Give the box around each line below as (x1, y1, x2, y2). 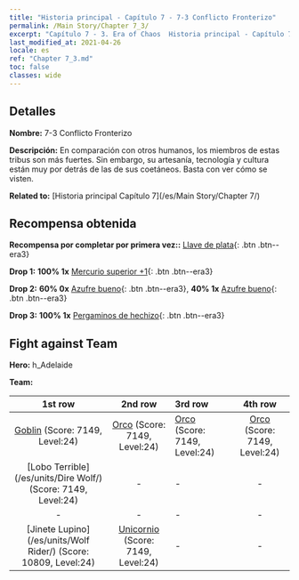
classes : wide (9, 71, 62, 80)
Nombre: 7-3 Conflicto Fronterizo (9, 127, 133, 138)
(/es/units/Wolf (27, 535, 91, 547)
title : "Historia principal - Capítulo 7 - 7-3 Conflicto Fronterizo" (9, 12, 277, 22)
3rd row (174, 398, 209, 410)
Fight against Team (9, 335, 118, 351)
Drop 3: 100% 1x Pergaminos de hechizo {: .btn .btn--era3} (9, 310, 225, 321)
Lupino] (57, 523, 91, 536)
